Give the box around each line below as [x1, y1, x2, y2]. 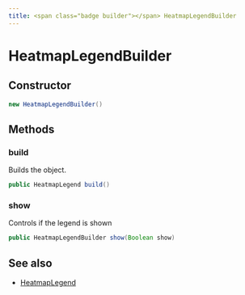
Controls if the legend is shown [8, 218, 112, 228]
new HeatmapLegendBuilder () [8, 100, 103, 108]
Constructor [8, 78, 71, 93]
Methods [8, 122, 55, 136]
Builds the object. [8, 165, 67, 175]
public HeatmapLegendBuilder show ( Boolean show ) [8, 234, 175, 242]
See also [8, 256, 53, 270]
